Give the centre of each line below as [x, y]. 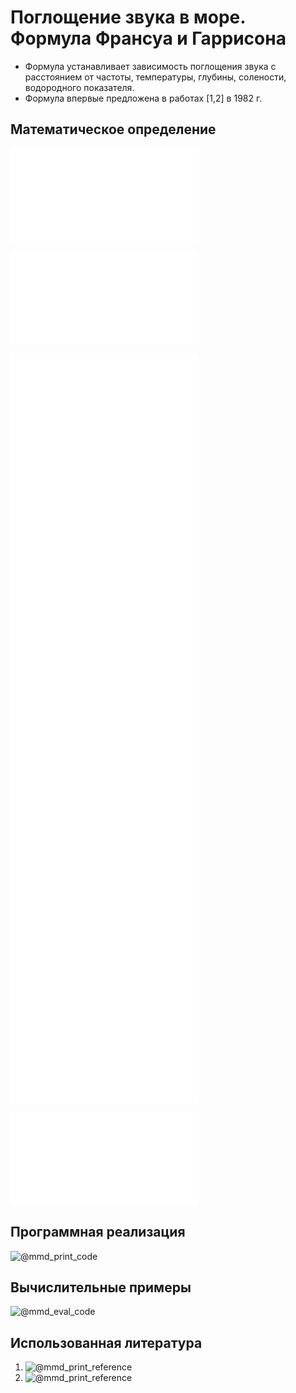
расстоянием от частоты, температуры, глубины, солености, [155, 77]
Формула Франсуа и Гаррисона [148, 38]
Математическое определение [113, 129]
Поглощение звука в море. [128, 17]
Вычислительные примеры [101, 1287]
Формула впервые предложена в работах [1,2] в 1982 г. [143, 98]
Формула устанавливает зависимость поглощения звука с [150, 66]
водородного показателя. [79, 87]
